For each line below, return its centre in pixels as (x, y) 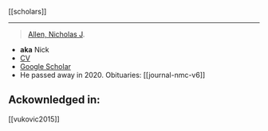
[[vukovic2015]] (34, 119)
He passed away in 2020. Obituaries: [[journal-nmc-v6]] (112, 75)
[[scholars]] (28, 12)
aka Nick (34, 50)
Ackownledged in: (54, 100)
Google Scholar (45, 66)
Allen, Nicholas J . (56, 34)
